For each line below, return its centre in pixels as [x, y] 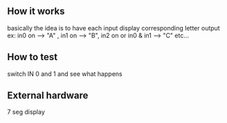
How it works [36, 11]
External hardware [48, 96]
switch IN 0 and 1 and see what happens [65, 74]
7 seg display [26, 112]
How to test [32, 57]
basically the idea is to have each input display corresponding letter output [113, 28]
